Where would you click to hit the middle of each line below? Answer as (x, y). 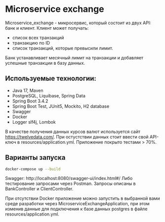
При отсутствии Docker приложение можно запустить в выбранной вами (82, 198)
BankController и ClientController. (39, 189)
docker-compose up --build (33, 169)
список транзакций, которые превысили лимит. (63, 48)
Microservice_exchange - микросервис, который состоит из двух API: (78, 23)
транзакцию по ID (31, 43)
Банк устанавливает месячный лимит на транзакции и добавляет (74, 57)
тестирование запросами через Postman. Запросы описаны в (70, 183)
